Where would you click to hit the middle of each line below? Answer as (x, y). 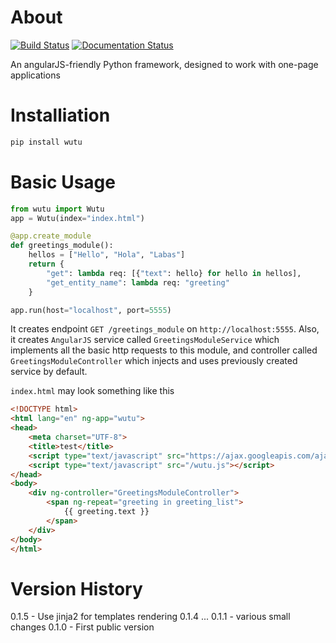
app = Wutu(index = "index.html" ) (77, 218)
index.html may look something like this (92, 391)
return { (46, 264)
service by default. (49, 372)
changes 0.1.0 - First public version (82, 627)
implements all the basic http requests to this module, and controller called (164, 350)
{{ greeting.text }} (106, 512)
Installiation (60, 115)
